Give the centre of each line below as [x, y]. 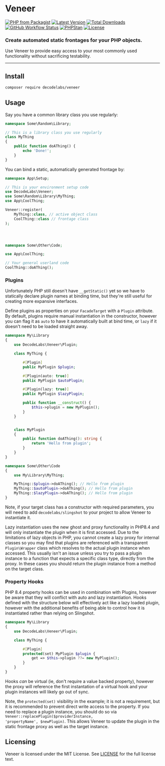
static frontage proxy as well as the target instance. [57, 726]
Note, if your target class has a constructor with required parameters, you [80, 507]
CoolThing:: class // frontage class [52, 219]
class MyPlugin [29, 430]
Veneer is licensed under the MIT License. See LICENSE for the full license [81, 754]
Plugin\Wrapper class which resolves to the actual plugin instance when [78, 548]
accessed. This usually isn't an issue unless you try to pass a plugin [74, 553]
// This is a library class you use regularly [54, 133]
